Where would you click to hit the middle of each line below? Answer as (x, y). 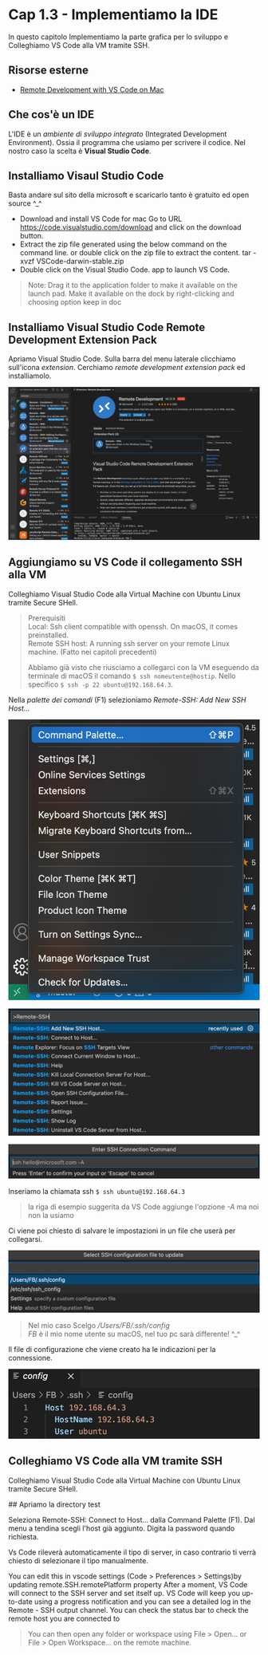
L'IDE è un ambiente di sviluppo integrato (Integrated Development (118, 134)
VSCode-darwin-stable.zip (80, 262)
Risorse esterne (49, 71)
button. (32, 236)
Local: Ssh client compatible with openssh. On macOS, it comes (132, 626)
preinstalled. (48, 635)
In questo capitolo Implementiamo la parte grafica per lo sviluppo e (118, 37)
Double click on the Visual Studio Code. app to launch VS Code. (124, 270)
